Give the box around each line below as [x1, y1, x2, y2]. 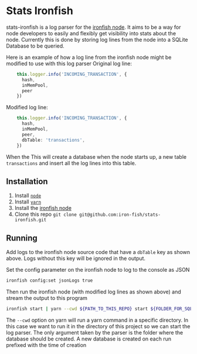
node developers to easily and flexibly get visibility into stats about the [6, 29, 176, 36]
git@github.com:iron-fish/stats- [79, 212, 161, 218]
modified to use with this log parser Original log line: [6, 60, 133, 67]
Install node [14, 192, 42, 199]
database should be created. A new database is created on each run [6, 335, 172, 342]
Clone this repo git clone [14, 211, 77, 218]
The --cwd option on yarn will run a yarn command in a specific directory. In [6, 316, 189, 323]
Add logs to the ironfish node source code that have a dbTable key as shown [6, 249, 191, 256]
